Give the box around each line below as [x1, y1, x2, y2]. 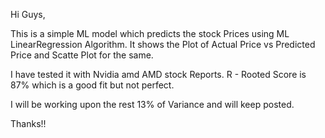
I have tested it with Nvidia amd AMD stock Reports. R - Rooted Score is [10, 69, 307, 80]
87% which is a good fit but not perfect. [10, 79, 175, 91]
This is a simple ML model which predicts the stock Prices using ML [10, 28, 290, 39]
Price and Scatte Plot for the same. [10, 49, 154, 61]
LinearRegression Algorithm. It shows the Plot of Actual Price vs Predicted [10, 39, 316, 50]
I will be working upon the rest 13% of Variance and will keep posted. [10, 99, 295, 110]
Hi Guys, [10, 9, 46, 20]
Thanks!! [10, 118, 47, 129]
